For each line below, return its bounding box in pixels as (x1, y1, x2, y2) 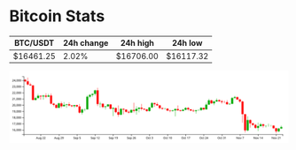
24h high (120, 38, 155, 49)
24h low (171, 38, 203, 49)
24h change (63, 38, 109, 49)
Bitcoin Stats (9, 6, 105, 26)
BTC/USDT (14, 38, 55, 49)
